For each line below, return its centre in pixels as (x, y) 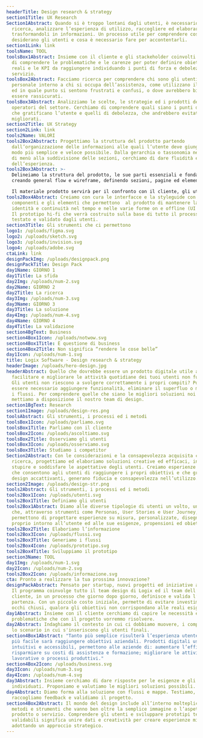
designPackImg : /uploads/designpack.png (58, 259)
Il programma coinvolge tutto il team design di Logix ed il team (97, 591)
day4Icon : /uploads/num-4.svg (44, 675)
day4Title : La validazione (40, 327)
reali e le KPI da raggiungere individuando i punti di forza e (94, 68)
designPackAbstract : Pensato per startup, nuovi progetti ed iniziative (100, 585)
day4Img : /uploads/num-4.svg (43, 315)
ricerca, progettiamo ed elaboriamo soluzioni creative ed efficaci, (101, 462)
